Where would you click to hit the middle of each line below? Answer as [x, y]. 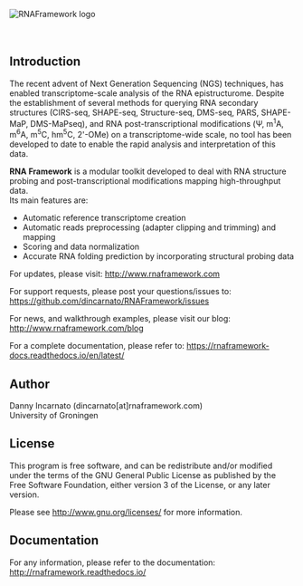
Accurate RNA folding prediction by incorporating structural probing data [158, 256]
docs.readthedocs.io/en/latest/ [67, 355]
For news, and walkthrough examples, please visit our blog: [120, 319]
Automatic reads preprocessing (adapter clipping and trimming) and [149, 227]
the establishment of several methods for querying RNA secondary [134, 102]
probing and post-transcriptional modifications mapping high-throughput [145, 181]
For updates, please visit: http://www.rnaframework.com [114, 274]
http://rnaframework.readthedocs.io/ [78, 572]
